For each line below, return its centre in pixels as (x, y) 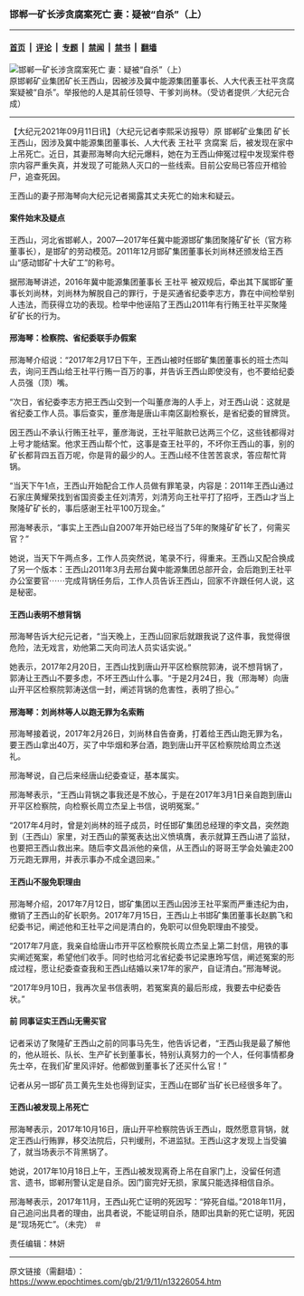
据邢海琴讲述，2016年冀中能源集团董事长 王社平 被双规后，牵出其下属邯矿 (147, 282)
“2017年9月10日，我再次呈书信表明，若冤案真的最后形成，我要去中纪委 (142, 987)
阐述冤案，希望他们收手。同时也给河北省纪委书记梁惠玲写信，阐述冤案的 (152, 956)
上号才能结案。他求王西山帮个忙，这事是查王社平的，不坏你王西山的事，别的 (152, 443)
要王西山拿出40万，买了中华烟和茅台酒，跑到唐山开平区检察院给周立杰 (141, 745)
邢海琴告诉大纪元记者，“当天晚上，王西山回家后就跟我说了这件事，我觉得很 (150, 637)
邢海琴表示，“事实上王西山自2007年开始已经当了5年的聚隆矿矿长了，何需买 (150, 527)
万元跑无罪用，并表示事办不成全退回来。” (85, 859)
